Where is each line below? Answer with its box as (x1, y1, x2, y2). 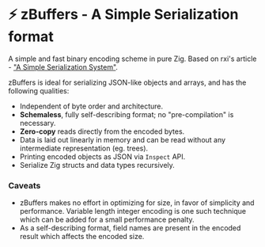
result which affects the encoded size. (19, 232, 145, 241)
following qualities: (8, 85, 70, 95)
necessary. (19, 118, 56, 127)
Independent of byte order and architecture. (19, 101, 164, 111)
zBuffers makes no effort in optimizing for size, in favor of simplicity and (19, 198, 255, 207)
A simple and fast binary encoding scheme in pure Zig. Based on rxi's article (8, 54, 257, 63)
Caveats (8, 180, 41, 191)
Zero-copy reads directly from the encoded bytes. (19, 127, 185, 136)
